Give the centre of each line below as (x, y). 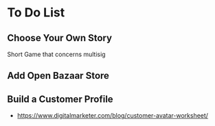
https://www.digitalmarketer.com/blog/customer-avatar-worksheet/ (112, 116)
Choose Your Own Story (59, 38)
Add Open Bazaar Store (58, 76)
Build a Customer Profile (60, 99)
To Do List (36, 13)
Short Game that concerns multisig (56, 54)
